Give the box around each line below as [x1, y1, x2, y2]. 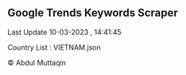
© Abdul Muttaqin [7, 58, 67, 67]
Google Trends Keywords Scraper [7, 6, 178, 20]
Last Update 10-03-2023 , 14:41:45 [7, 27, 122, 36]
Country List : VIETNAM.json [7, 43, 101, 52]
